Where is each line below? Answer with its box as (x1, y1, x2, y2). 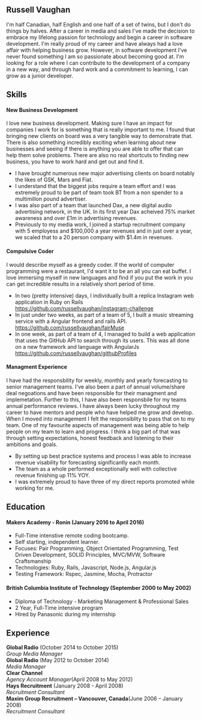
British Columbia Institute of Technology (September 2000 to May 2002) (6, 584, 191, 591)
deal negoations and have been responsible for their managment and (6, 389, 177, 396)
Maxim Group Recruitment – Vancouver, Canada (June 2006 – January (6, 695, 183, 703)
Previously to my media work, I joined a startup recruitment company (14, 221, 186, 228)
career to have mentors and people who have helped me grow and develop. (6, 409, 194, 416)
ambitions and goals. (6, 440, 58, 448)
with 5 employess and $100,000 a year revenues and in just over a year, (14, 227, 193, 234)
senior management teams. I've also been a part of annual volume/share (6, 383, 185, 390)
